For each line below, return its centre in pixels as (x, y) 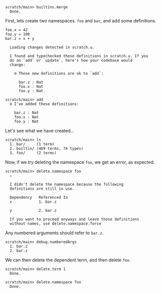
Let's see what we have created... (40, 131)
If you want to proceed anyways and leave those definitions (75, 219)
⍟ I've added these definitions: (44, 104)
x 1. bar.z (33, 202)
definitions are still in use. (42, 189)
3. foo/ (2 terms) (33, 153)
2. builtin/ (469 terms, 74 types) (47, 148)
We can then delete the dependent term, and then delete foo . (68, 260)
